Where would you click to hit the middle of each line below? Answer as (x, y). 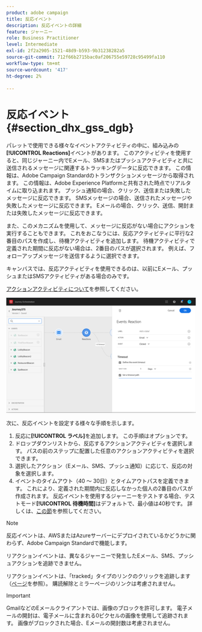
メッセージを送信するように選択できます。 (90, 256)
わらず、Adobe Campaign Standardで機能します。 (68, 543)
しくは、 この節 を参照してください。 (60, 511)
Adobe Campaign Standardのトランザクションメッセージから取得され (108, 176)
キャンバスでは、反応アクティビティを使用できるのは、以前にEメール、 (94, 269)
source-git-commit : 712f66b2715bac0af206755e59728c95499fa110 (86, 57)
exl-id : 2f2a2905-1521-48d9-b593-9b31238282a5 (66, 51)
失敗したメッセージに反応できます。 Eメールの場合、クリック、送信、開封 (98, 206)
